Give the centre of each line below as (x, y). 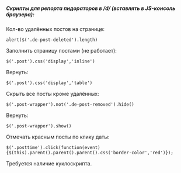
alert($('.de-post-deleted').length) (52, 40)
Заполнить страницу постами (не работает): (61, 50)
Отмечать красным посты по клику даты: (58, 137)
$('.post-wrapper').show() (39, 126)
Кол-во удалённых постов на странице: (55, 29)
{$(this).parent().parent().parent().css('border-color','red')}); (90, 153)
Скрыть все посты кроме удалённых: (53, 94)
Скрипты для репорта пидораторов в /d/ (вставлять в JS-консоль (91, 8)
